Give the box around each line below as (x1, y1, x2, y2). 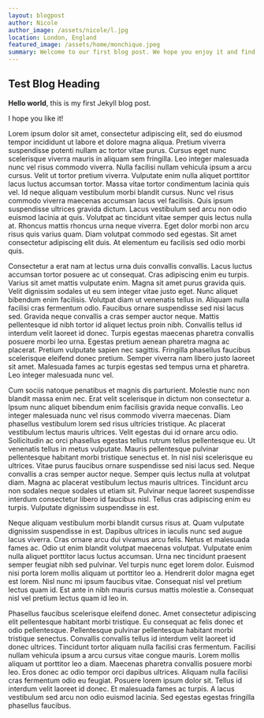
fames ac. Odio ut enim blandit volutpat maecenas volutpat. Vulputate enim (8, 543, 252, 552)
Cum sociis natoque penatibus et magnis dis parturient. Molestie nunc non (8, 385, 250, 395)
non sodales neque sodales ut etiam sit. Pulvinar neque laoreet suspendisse (8, 485, 255, 495)
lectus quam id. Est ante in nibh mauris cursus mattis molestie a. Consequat (8, 585, 254, 594)
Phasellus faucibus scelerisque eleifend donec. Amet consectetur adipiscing (8, 608, 257, 618)
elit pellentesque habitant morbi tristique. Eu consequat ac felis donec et (8, 616, 244, 627)
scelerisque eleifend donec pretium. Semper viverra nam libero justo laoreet (8, 353, 255, 363)
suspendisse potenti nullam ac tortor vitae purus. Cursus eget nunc (8, 145, 227, 154)
